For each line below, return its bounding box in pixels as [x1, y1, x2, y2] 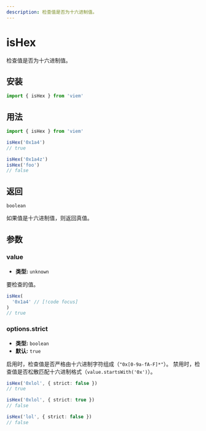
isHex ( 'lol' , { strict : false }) [6, 414, 92, 420]
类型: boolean [15, 339, 49, 347]
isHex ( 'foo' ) [6, 162, 40, 168]
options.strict [6, 325, 48, 333]
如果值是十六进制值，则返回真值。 [6, 215, 93, 222]
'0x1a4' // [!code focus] [12, 299, 79, 305]
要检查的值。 [6, 280, 39, 288]
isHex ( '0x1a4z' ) [6, 156, 48, 162]
